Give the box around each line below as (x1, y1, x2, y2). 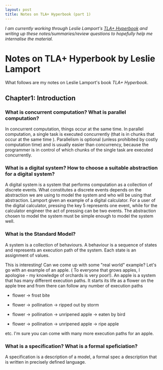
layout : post (5, 7, 32, 12)
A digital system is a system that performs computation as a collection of (5, 182, 153, 187)
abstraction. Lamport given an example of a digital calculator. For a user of (5, 197, 156, 203)
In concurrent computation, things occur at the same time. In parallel (5, 126, 144, 132)
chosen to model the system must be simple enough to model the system (5, 213, 154, 219)
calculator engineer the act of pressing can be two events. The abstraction (5, 208, 156, 214)
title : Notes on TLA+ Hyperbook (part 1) (5, 12, 91, 17)
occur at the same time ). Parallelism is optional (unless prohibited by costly (5, 136, 158, 143)
